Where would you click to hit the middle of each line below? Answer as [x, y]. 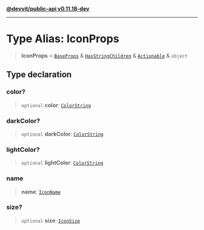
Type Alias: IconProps [63, 39]
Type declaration [39, 75]
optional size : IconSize [50, 220]
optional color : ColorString [56, 105]
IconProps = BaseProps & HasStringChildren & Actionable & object [104, 55]
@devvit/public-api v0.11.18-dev [48, 9]
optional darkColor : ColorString [62, 134]
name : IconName [41, 192]
